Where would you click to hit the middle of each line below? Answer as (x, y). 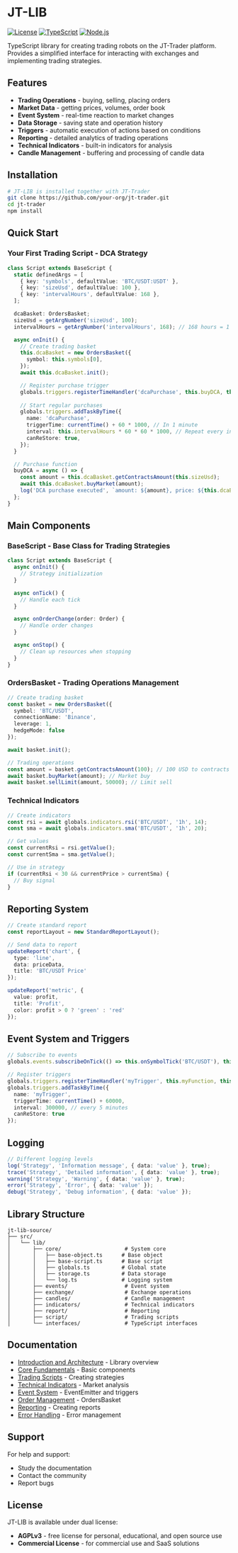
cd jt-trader (27, 205)
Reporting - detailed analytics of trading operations (93, 137)
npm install (25, 211)
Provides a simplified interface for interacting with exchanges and (103, 53)
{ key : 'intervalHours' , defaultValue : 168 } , (90, 295)
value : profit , (36, 997)
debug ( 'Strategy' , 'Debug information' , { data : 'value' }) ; (100, 1192)
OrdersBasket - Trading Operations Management (93, 683)
